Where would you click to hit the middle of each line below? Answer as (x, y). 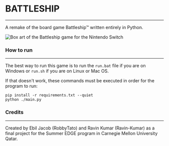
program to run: (21, 86)
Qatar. (12, 138)
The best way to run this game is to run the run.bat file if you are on (75, 66)
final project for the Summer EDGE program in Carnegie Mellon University (81, 133)
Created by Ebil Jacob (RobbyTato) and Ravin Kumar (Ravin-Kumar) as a (80, 128)
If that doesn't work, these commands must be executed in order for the (80, 81)
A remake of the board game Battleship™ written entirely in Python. (74, 27)
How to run (19, 50)
